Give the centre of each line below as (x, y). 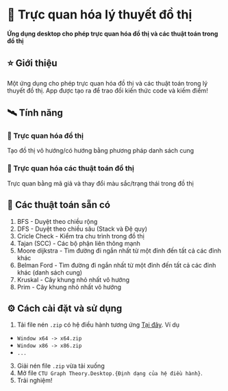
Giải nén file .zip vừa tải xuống (61, 366)
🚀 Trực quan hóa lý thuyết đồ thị (100, 15)
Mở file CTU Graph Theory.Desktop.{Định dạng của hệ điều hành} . (110, 373)
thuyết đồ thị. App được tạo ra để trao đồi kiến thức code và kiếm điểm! (108, 90)
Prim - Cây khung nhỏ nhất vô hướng (69, 287)
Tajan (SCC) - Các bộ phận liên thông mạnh (78, 243)
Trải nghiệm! (35, 381)
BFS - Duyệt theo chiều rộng (57, 221)
